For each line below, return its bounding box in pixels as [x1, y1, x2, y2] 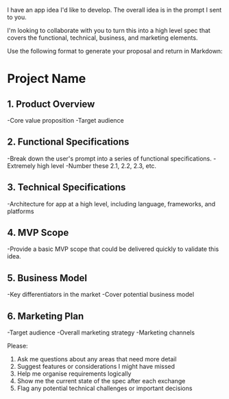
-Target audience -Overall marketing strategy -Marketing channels [7, 328, 195, 337]
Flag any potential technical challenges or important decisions [16, 384, 193, 393]
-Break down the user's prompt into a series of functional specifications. [7, 154, 213, 162]
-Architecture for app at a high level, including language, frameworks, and [7, 199, 216, 208]
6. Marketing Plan [7, 310, 84, 322]
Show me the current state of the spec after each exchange [16, 377, 186, 385]
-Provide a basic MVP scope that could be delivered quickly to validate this [7, 245, 219, 253]
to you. [7, 13, 27, 21]
